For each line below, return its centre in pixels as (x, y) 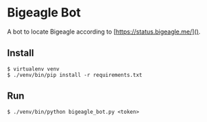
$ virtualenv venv (33, 69)
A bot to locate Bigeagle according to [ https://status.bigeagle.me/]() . (104, 32)
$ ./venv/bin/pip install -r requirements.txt (75, 75)
